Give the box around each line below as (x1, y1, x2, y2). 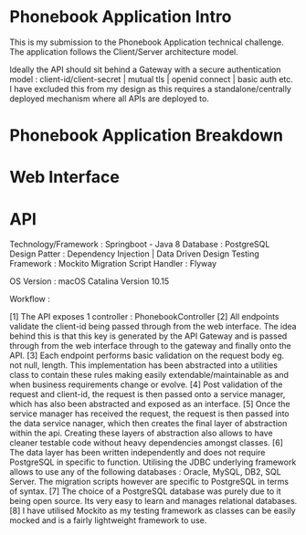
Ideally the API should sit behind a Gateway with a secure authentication (9, 64, 281, 75)
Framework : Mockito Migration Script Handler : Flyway (9, 258, 217, 269)
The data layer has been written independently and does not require (9, 447, 266, 458)
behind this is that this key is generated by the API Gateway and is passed (9, 330, 288, 341)
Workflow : (9, 294, 50, 305)
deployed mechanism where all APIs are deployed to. (9, 93, 210, 104)
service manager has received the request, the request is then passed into (9, 408, 290, 419)
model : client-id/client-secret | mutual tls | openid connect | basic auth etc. (9, 73, 294, 84)
